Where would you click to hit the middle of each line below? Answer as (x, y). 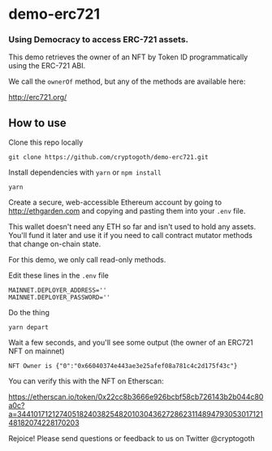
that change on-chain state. (55, 244)
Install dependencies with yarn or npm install (85, 172)
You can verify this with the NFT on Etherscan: (86, 381)
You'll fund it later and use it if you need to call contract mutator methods (131, 236)
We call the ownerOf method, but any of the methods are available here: (127, 81)
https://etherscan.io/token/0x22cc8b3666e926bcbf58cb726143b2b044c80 (136, 397)
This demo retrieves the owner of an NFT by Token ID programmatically (128, 57)
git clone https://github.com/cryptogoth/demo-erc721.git (108, 158)
